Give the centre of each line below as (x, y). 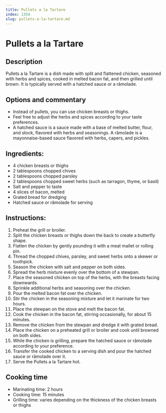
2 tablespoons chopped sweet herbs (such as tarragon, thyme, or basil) (86, 181)
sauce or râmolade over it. (39, 356)
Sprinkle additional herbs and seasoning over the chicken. (72, 288)
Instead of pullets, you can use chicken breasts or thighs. (71, 112)
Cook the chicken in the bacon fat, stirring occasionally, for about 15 (82, 314)
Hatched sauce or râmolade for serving (53, 202)
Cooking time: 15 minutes (39, 394)
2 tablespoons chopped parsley (45, 176)
